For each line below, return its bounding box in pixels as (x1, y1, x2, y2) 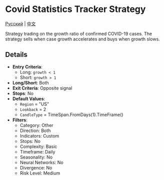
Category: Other (19, 122, 53, 128)
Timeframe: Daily (19, 148, 55, 154)
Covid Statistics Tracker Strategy (5, 3, 146, 15)
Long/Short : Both (12, 79, 49, 85)
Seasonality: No (19, 154, 53, 160)
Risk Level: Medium (19, 170, 60, 176)
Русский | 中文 (5, 20, 36, 26)
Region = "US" (19, 101, 49, 107)
